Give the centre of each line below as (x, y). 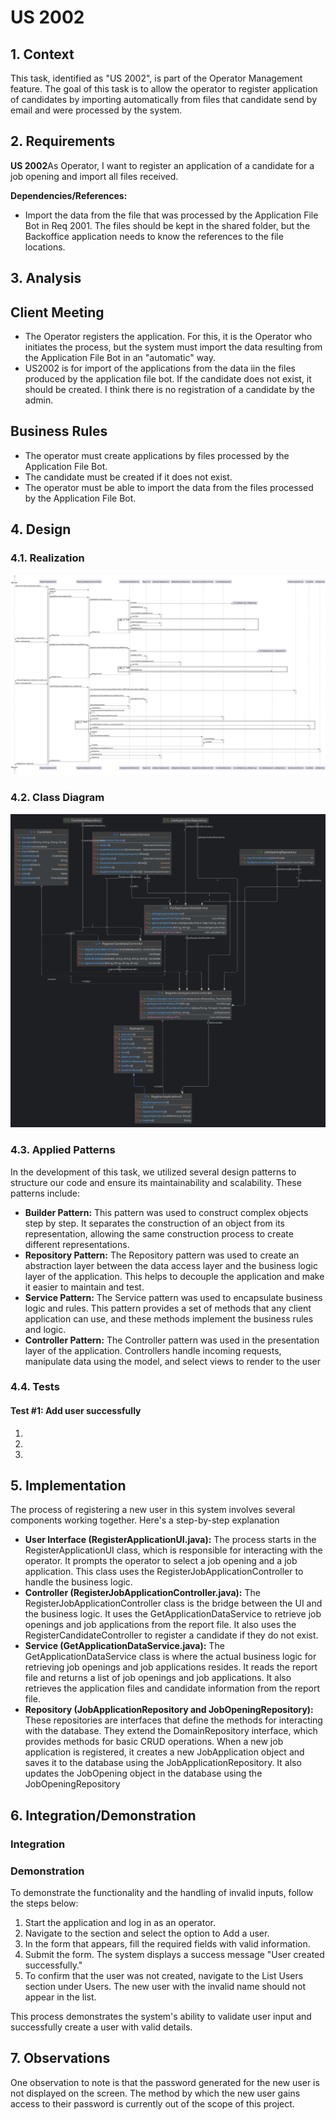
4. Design (41, 529)
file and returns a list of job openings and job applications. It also (158, 1678)
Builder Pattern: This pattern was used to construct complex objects (166, 1212)
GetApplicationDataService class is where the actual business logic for (170, 1657)
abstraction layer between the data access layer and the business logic (171, 1265)
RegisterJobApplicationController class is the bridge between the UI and (173, 1603)
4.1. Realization (47, 558)
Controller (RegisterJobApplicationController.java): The (142, 1593)
